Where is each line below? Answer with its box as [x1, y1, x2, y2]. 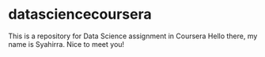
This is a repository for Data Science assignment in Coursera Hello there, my [8, 31, 258, 41]
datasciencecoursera [8, 5, 152, 23]
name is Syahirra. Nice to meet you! [8, 39, 125, 48]
